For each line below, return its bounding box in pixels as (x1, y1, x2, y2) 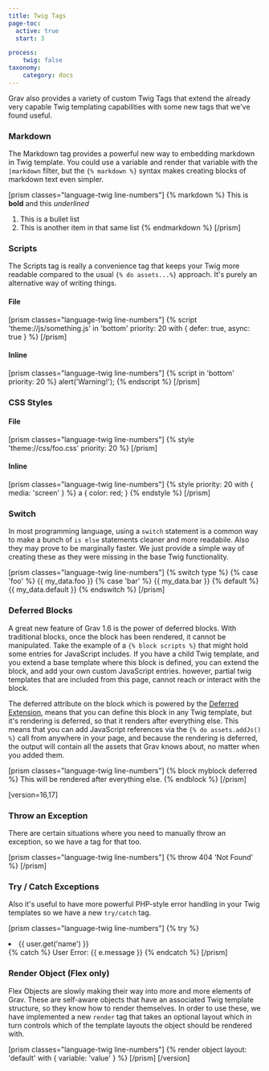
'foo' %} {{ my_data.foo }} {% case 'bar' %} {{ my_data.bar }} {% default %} (8, 577, 259, 586)
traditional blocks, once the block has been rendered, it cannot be (8, 631, 226, 641)
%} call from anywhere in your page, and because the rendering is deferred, (8, 733, 259, 742)
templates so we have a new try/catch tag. (8, 908, 152, 918)
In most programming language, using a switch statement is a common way (8, 527, 259, 536)
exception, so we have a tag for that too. (8, 837, 142, 846)
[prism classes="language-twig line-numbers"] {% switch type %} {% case (8, 568, 259, 577)
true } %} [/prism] (8, 332, 67, 341)
